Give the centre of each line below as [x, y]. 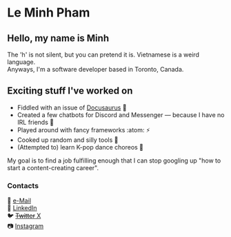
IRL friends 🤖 [35, 122]
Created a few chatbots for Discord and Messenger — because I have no [121, 114]
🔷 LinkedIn [22, 208]
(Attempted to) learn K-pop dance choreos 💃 [80, 147]
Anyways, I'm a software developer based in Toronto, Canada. [96, 69]
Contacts [23, 185]
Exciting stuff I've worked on [70, 91]
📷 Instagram [26, 226]
